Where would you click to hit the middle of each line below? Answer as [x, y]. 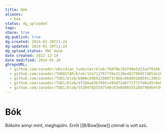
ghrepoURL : [16, 65]
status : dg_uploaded [26, 23]
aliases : [14, 14]
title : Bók [16, 10]
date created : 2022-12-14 [32, 55]
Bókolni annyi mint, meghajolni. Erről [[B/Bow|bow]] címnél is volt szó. [76, 126]
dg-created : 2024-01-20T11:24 [36, 42]
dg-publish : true [23, 37]
